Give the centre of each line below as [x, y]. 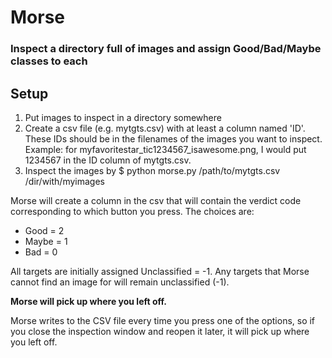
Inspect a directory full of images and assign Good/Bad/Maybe [166, 49]
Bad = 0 [41, 252]
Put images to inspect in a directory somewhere [123, 117]
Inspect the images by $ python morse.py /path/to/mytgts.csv [152, 170]
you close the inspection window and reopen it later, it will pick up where [160, 331]
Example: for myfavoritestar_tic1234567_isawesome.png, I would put [165, 149]
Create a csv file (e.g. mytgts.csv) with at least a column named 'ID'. [165, 128]
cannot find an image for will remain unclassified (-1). [120, 282]
